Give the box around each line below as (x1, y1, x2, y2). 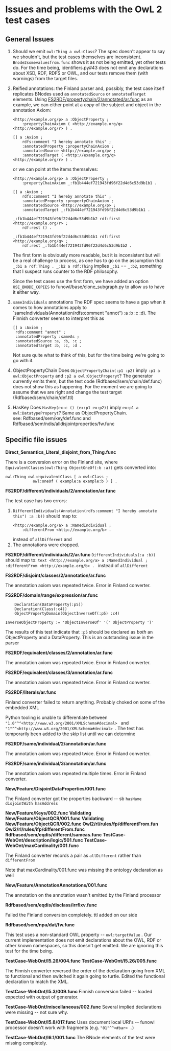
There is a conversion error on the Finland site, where (5, 459, 118, 465)
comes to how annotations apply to (12, 305, 87, 310)
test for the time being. (5, 948, 54, 954)
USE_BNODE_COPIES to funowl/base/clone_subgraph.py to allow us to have (12, 284, 165, 290)
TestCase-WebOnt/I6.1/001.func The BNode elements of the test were (5, 1034, 156, 1040)
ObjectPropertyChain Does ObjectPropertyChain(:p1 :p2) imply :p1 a (12, 367, 160, 373)
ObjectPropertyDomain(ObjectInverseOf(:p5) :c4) (14, 611, 120, 616)
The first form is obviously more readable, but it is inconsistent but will (12, 252, 161, 258)
